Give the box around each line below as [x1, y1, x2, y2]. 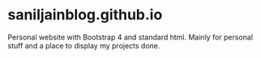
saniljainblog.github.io [7, 6, 163, 24]
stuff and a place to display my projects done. [7, 40, 160, 50]
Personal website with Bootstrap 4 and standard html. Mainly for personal [7, 32, 253, 42]
